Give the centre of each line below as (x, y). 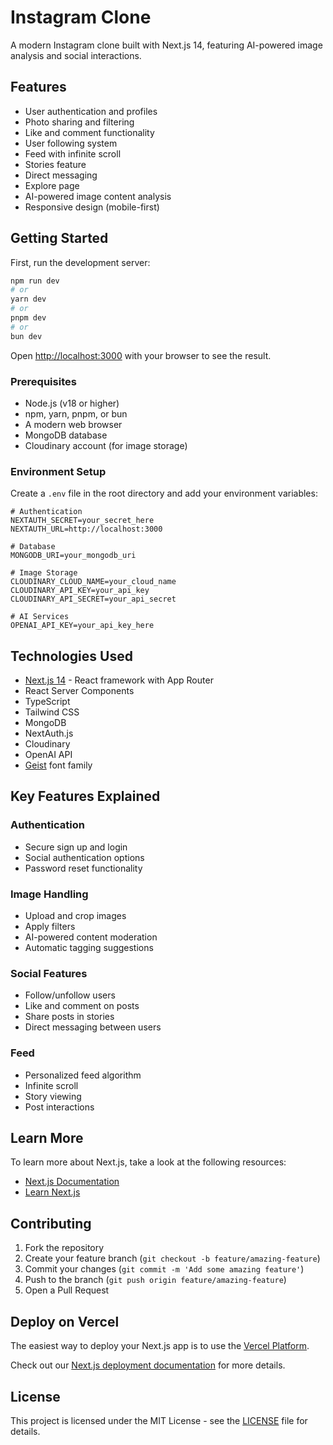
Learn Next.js (52, 1192)
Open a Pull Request (67, 1290)
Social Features (49, 973)
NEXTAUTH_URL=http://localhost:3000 (86, 529)
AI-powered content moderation (91, 937)
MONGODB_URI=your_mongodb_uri (73, 556)
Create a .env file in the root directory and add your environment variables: (164, 493)
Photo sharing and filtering (79, 122)
